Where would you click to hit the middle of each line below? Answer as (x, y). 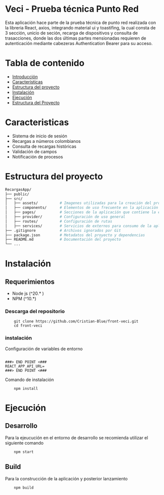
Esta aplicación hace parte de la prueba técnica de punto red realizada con (81, 22)
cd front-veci (28, 326)
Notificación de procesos (38, 157)
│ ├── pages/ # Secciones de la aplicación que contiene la (81, 212)
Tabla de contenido (45, 63)
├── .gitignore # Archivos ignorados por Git (63, 230)
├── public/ (17, 194)
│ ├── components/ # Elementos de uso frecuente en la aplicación (82, 208)
